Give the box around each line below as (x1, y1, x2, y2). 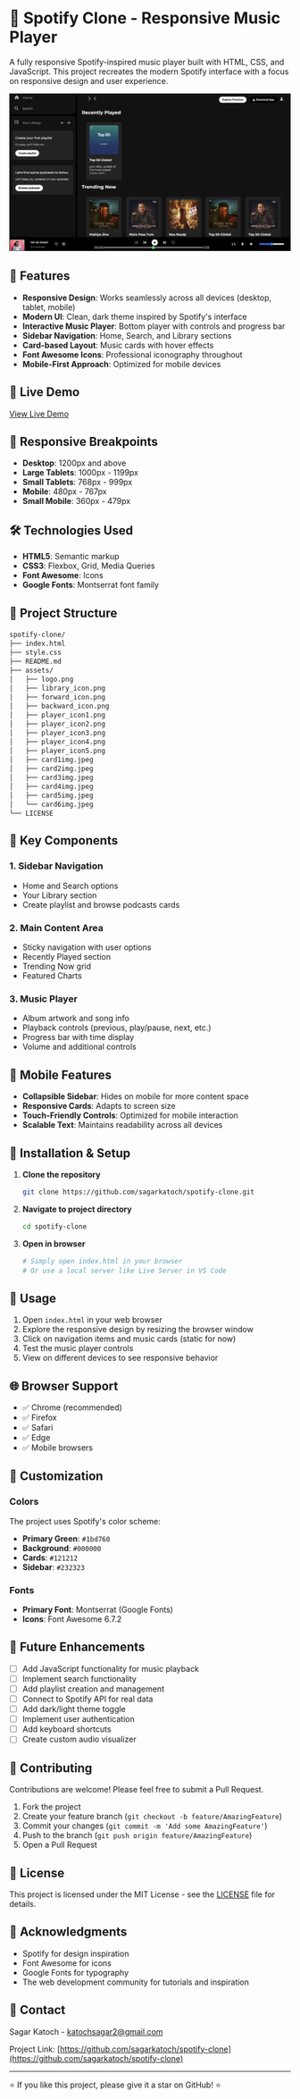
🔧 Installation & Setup (9, 1146, 131, 1161)
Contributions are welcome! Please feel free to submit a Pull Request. (9, 1784, 264, 1795)
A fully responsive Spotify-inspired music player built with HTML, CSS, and (9, 56, 285, 67)
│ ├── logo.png (9, 675, 74, 684)
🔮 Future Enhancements (9, 1640, 146, 1655)
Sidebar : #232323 (21, 1561, 85, 1572)
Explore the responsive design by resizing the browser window (21, 1324, 254, 1335)
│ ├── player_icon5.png (9, 746, 105, 756)
